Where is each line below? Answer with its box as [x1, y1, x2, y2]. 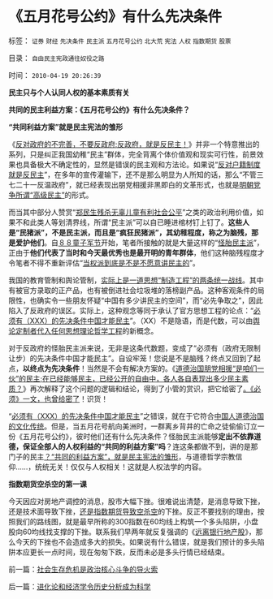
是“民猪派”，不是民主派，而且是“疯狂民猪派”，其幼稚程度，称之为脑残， [8, 227, 252, 237]
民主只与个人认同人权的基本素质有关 [8, 87, 130, 97]
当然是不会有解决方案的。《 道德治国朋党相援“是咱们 [86, 363, 258, 373]
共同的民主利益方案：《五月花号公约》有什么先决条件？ [8, 105, 190, 114]
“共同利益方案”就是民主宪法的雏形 [8, 122, 123, 131]
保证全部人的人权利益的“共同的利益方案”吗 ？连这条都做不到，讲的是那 [22, 442, 258, 451]
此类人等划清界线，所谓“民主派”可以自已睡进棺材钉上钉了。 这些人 [29, 217, 250, 227]
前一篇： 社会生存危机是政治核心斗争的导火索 [8, 564, 158, 574]
